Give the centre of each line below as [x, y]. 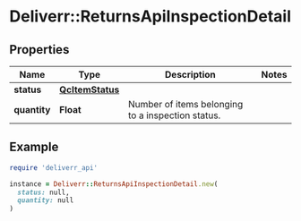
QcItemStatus [90, 89]
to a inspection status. [175, 115]
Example [34, 147]
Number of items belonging [186, 104]
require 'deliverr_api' [54, 167]
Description [190, 75]
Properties [39, 50]
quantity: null [46, 200]
